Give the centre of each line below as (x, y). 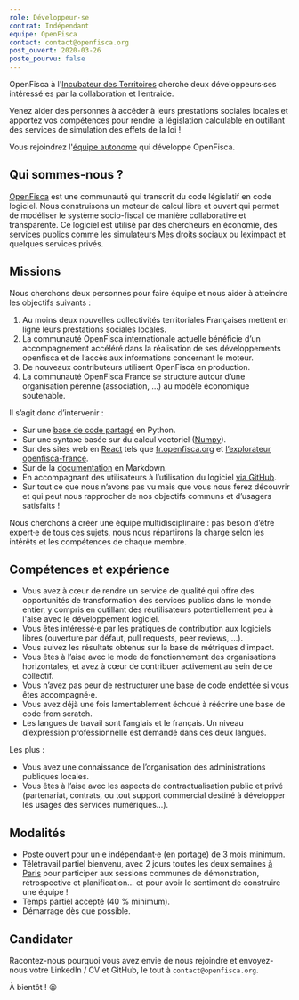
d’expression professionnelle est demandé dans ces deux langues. (144, 733)
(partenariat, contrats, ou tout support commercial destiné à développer (154, 795)
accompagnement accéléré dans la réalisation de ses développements (152, 348)
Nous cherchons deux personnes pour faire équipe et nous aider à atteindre (149, 293)
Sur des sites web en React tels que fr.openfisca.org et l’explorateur (146, 448)
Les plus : (27, 750)
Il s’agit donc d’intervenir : (57, 412)
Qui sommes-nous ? (66, 175)
